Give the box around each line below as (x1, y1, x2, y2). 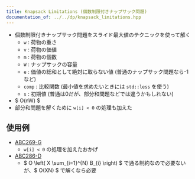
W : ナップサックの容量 (23, 60, 78, 68)
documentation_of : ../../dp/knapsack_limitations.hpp (6, 14, 142, 20)
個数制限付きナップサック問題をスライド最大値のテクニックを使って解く (14, 31, 191, 38)
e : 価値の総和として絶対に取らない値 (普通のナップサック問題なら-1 (23, 68, 189, 75)
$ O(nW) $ (14, 97, 40, 104)
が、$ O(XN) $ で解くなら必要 (23, 167, 97, 174)
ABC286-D (14, 152, 42, 160)
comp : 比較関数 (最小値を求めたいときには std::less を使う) (23, 83, 170, 90)
